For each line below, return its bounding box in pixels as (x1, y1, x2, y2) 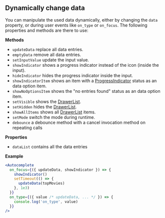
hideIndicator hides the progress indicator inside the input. (12, 72, 133, 78)
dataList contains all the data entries (12, 143, 88, 149)
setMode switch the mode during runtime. (12, 114, 95, 120)
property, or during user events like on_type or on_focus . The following (5, 22, 148, 28)
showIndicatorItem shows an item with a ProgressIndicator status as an (12, 78, 157, 83)
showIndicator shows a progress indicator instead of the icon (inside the (12, 62, 159, 68)
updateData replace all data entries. (12, 46, 84, 52)
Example (5, 153, 24, 159)
